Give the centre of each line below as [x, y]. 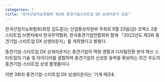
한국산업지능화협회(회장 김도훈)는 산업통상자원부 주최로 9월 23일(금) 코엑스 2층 [81, 29]
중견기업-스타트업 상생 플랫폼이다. [38, 64]
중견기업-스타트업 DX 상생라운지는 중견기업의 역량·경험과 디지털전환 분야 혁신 [80, 52]
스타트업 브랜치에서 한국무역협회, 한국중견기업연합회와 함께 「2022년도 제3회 [80, 35]
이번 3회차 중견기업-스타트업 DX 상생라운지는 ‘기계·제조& [60, 74]
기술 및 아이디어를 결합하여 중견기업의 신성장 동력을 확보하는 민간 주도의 [91, 57]
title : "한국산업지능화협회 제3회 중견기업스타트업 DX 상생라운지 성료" [68, 14]
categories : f [20, 10]
